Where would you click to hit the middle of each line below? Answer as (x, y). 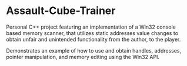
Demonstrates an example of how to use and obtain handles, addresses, (94, 50)
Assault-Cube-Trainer (61, 11)
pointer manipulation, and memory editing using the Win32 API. (83, 57)
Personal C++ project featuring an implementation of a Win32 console (91, 27)
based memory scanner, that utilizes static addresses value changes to (92, 33)
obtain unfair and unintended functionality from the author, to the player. (93, 39)
